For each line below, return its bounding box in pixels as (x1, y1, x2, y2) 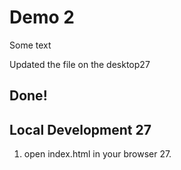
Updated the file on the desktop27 (9, 58, 151, 70)
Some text (9, 39, 52, 51)
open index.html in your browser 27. (23, 148, 172, 160)
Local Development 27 (9, 121, 152, 138)
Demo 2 (9, 6, 75, 29)
